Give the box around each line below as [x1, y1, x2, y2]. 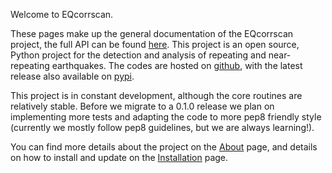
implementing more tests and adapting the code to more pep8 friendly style [10, 111, 322, 123]
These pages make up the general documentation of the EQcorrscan [10, 28, 294, 39]
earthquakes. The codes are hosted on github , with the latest [51, 60, 303, 71]
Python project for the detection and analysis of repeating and [10, 49, 267, 61]
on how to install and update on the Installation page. [10, 152, 229, 163]
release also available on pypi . [10, 70, 135, 82]
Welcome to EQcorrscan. [10, 9, 114, 20]
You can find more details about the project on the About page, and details [10, 141, 318, 153]
